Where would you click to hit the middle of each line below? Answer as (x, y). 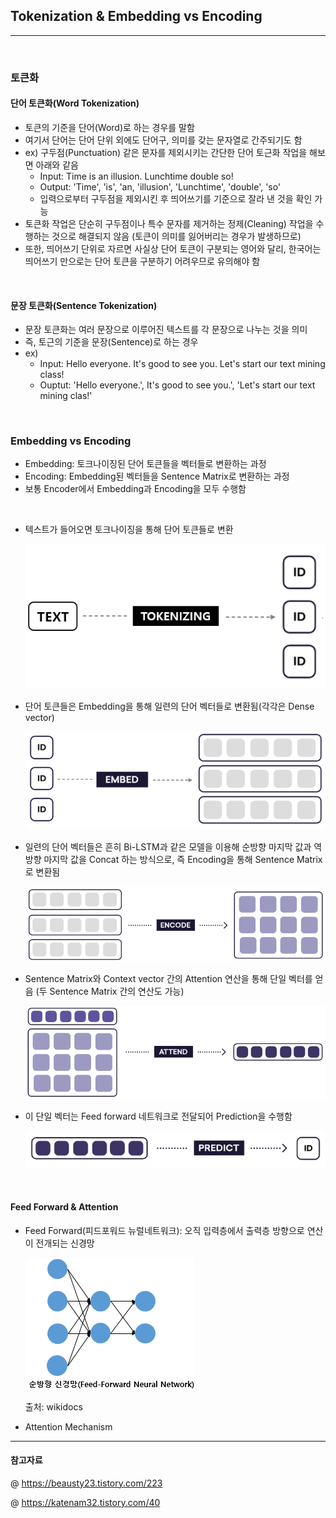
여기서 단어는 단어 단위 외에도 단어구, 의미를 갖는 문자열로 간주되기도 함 (163, 140)
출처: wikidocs (53, 1406)
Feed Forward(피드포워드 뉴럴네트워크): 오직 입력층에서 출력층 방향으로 (164, 1230)
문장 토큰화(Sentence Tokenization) (84, 305)
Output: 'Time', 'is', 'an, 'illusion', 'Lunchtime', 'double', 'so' (160, 186)
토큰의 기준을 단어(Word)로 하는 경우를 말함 (109, 127)
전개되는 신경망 (65, 1243)
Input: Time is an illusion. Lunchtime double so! (136, 176)
